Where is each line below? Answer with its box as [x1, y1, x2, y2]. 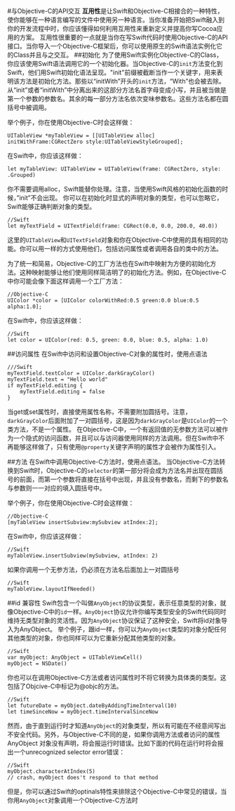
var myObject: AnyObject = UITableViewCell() [7, 654, 142, 661]
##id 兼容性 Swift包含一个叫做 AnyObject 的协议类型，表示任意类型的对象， [7, 599, 221, 607]
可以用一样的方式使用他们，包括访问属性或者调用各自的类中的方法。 [25, 245, 222, 253]
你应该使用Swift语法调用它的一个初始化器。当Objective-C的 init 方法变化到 [7, 60, 223, 67]
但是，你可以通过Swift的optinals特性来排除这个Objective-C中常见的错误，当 [7, 787, 227, 796]
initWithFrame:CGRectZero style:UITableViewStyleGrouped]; [7, 138, 184, 145]
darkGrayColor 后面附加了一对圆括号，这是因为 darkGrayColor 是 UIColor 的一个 [7, 417, 228, 424]
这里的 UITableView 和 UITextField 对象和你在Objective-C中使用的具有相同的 [7, 236, 222, 244]
